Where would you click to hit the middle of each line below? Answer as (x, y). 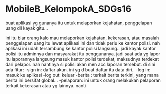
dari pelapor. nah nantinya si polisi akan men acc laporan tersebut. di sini (80, 64)
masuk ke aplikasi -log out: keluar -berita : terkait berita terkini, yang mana (82, 75)
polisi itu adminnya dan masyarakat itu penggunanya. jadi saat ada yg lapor (83, 54)
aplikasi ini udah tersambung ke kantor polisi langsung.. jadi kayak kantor (81, 48)
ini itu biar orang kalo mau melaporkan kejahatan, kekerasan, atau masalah (82, 38)
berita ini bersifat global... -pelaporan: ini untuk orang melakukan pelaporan (83, 80)
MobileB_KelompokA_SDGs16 (68, 9)
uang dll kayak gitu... (27, 28)
